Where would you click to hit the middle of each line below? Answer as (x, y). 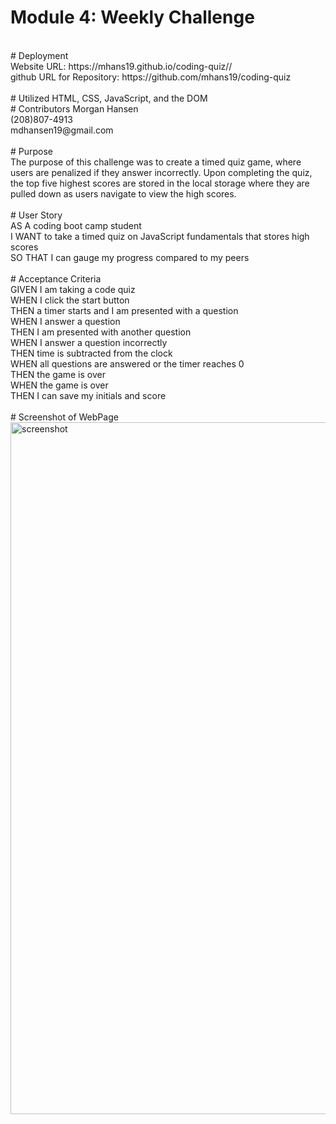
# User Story (36, 215)
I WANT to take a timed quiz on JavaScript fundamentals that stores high (160, 236)
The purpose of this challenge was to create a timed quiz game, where (156, 162)
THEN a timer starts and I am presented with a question (124, 310)
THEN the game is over (58, 374)
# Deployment (39, 55)
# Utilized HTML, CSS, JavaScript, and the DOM (109, 98)
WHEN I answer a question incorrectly (89, 342)
